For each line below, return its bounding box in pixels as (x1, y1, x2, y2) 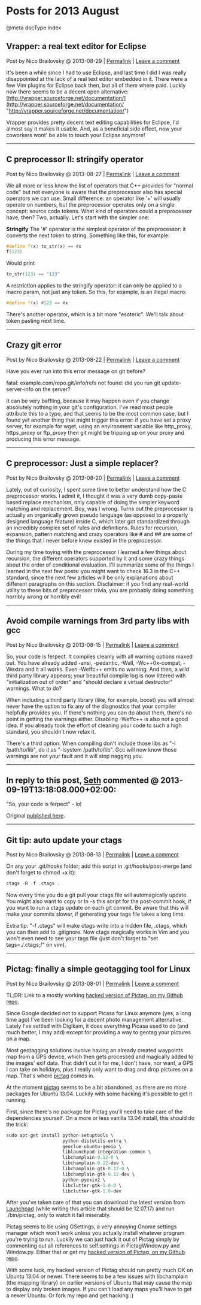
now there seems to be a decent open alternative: (6, 88, 129, 95)
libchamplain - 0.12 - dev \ (62, 1160, 124, 1166)
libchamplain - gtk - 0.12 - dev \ (62, 1171, 135, 1177)
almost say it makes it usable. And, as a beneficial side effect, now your (6, 125, 182, 132)
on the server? (35, 385, 71, 393)
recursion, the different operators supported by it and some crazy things (6, 555, 185, 562)
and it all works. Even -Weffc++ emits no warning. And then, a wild (25, 665, 190, 673)
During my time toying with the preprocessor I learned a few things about (6, 548, 187, 555)
